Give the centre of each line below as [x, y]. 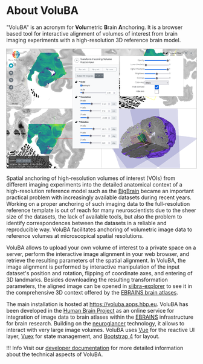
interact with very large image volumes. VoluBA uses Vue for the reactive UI [101, 330]
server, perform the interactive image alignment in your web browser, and [98, 254]
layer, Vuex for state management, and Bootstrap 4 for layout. [83, 336]
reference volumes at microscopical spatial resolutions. [75, 236]
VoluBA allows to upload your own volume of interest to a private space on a [101, 247]
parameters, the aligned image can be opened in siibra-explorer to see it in [99, 286]
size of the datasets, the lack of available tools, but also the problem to [94, 217]
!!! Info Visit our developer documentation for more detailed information [95, 348]
